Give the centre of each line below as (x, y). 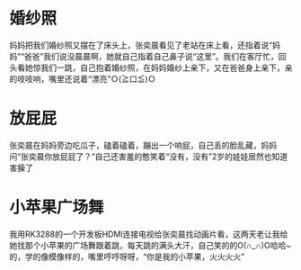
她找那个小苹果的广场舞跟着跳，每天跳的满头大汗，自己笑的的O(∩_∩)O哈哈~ (150, 245)
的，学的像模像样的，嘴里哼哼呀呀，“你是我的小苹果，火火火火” (127, 256)
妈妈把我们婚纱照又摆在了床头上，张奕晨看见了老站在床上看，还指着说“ (141, 45)
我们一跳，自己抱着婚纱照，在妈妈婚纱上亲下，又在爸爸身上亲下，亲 (166, 67)
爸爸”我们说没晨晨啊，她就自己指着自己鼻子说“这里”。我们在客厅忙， (151, 56)
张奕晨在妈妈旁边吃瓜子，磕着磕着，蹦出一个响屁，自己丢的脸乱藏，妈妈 (143, 145)
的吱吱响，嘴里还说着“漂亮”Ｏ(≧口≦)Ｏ (83, 78)
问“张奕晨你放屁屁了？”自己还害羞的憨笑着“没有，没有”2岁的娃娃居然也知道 (149, 156)
